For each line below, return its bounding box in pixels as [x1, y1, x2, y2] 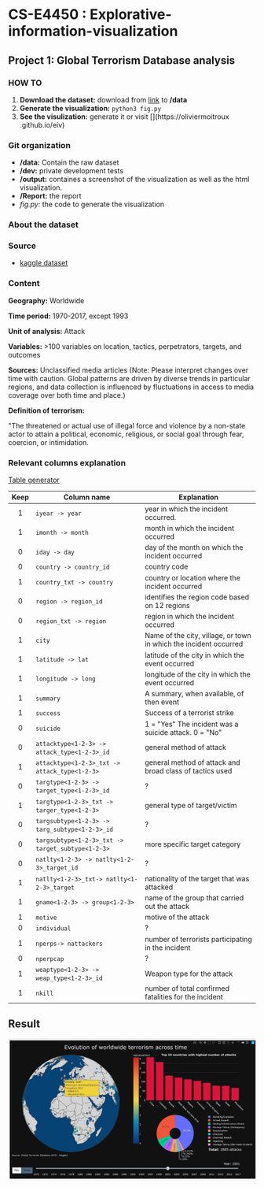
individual [35, 925, 71, 933]
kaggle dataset [19, 258, 68, 268]
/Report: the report [19, 191, 82, 201]
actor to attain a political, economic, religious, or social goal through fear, [8, 429, 244, 439]
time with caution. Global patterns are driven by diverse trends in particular [8, 373, 251, 383]
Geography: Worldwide [8, 295, 85, 305]
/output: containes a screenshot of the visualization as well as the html [19, 175, 250, 184]
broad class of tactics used [145, 766, 233, 776]
